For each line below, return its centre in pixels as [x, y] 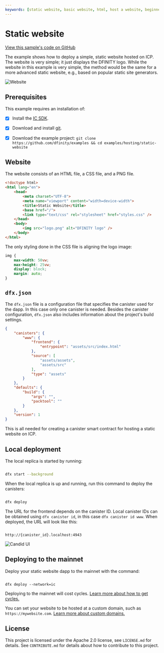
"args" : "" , [43, 397]
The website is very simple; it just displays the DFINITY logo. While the [76, 62]
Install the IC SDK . [30, 118]
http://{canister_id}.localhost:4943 [43, 535]
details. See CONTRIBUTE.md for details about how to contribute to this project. [82, 646]
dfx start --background [29, 474]
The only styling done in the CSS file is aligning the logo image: [69, 247]
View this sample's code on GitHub [40, 47]
